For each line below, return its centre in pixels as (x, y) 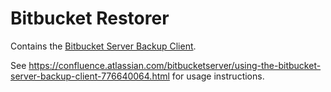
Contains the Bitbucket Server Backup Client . (103, 46)
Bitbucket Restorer (90, 18)
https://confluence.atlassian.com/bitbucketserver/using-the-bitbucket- (175, 65)
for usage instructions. (218, 76)
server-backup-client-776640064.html (90, 76)
